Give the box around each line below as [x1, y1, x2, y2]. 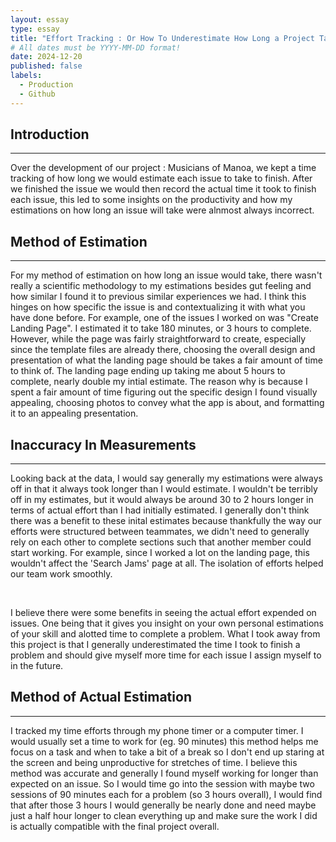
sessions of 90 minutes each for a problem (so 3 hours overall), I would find [10, 788, 323, 800]
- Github [19, 89, 56, 99]
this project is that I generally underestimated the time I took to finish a [10, 639, 301, 651]
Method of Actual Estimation [10, 689, 192, 706]
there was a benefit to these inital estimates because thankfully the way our [10, 515, 322, 527]
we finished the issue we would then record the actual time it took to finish [10, 183, 317, 195]
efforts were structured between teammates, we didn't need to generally [10, 526, 310, 538]
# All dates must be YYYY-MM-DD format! [10, 42, 182, 53]
